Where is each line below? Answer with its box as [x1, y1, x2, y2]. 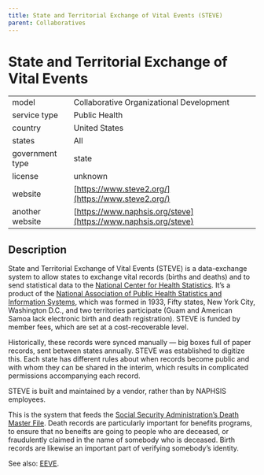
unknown [73, 171, 108, 182]
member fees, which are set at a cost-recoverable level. [8, 322, 189, 332]
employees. [8, 395, 46, 404]
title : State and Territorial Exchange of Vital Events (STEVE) [8, 11, 223, 20]
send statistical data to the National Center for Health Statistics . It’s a [8, 280, 231, 290]
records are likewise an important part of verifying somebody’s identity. [8, 443, 240, 453]
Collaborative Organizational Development [73, 97, 230, 108]
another [12, 206, 42, 217]
